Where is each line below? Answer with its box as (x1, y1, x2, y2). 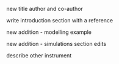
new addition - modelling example (6, 28, 92, 36)
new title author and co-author (6, 5, 84, 12)
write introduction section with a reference (6, 17, 114, 24)
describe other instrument (6, 52, 72, 59)
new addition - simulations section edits (6, 40, 107, 47)
